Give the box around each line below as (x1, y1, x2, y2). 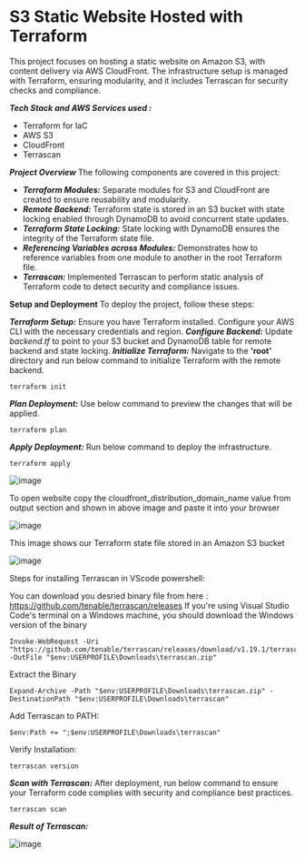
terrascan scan (9, 804, 67, 813)
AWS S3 (22, 129, 54, 140)
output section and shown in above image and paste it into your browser (9, 502, 280, 513)
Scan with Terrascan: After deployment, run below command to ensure (9, 777, 279, 788)
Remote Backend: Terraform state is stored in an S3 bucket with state (22, 203, 285, 215)
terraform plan (9, 425, 67, 434)
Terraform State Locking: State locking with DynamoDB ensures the (22, 223, 280, 234)
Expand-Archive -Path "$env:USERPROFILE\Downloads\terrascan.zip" (9, 686, 266, 695)
